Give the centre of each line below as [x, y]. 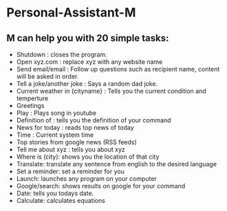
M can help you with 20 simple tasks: [88, 38]
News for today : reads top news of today [75, 127]
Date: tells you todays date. [55, 193]
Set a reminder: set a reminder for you [70, 171]
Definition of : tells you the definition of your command [94, 120]
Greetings [30, 105]
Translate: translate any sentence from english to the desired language [117, 164]
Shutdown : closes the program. [62, 54]
